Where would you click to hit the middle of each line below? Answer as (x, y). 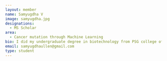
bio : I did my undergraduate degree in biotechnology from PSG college (81, 42)
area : (11, 32)
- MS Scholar (23, 28)
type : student (20, 51)
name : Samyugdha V (24, 14)
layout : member (21, 10)
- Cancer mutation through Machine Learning (56, 37)
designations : (20, 23)
